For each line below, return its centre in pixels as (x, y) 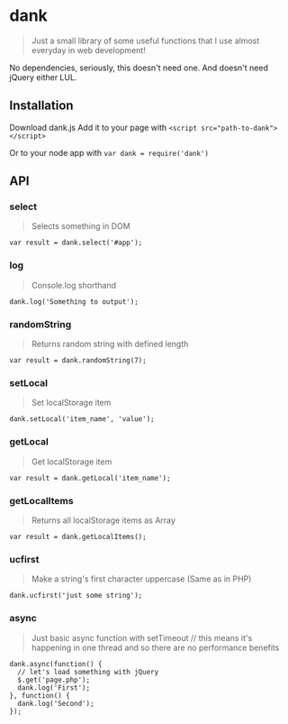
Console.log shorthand (74, 285)
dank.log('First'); (54, 687)
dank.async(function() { (56, 664)
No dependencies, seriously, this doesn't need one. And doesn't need (139, 68)
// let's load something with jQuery (88, 672)
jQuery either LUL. (43, 77)
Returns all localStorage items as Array (103, 520)
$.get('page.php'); (54, 680)
